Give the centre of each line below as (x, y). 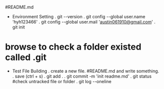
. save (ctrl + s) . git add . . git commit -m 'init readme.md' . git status (82, 76)
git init (18, 27)
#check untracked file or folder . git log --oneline (62, 81)
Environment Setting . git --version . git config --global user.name (79, 16)
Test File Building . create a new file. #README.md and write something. (85, 71)
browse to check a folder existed (73, 47)
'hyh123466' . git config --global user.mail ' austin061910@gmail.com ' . (84, 22)
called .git (26, 57)
